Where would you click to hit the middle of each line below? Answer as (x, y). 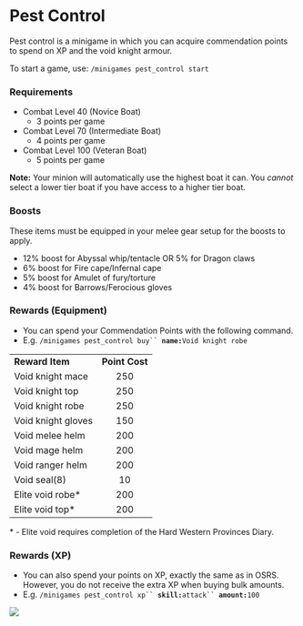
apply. (21, 240)
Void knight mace (51, 376)
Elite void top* (45, 509)
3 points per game (71, 121)
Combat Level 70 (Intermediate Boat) (92, 131)
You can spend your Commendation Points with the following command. (158, 330)
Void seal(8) (40, 480)
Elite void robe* (48, 494)
